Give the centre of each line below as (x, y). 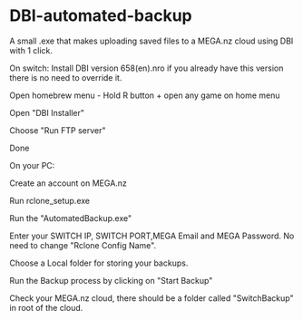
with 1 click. (31, 50)
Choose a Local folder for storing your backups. (99, 263)
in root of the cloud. (46, 307)
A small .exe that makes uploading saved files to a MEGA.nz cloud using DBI (151, 41)
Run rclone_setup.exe (50, 200)
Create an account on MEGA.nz (68, 183)
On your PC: (32, 165)
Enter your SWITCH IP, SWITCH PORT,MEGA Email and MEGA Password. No (152, 236)
